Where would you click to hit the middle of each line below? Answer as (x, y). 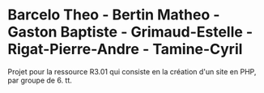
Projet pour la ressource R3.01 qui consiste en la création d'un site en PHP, (132, 71)
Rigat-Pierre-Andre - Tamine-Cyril (125, 49)
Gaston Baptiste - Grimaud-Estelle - (130, 32)
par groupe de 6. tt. (40, 80)
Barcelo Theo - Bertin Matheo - (114, 15)
